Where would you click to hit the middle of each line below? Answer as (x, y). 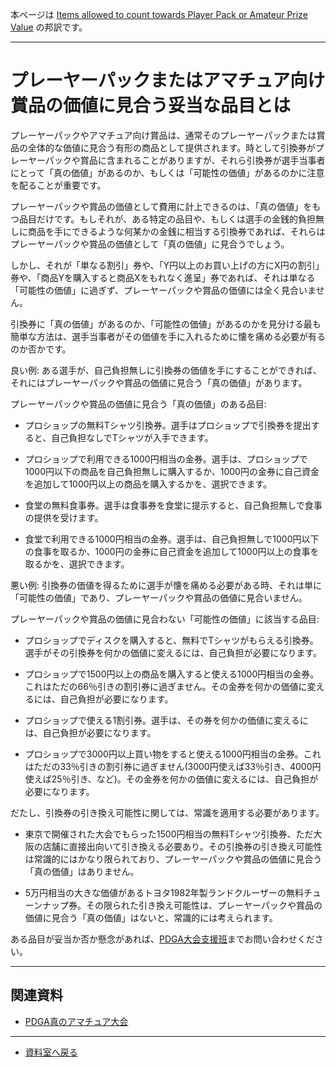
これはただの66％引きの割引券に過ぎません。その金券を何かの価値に (166, 686)
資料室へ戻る (51, 1052)
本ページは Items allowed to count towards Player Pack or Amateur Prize (159, 14)
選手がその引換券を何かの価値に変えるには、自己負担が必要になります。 (173, 652)
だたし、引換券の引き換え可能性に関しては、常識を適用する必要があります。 (167, 812)
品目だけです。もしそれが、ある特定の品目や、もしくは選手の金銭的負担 (167, 219)
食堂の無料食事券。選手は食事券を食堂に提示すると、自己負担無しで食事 (173, 505)
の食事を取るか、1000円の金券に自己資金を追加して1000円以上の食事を (172, 551)
